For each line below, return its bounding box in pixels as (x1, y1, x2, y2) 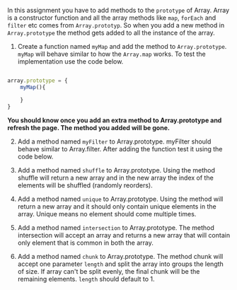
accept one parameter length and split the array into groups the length (17, 260, 224, 268)
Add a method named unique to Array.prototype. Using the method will (17, 195, 224, 203)
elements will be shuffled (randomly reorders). (17, 180, 154, 190)
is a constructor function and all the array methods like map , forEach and (7, 13, 216, 22)
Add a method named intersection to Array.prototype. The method (17, 223, 214, 232)
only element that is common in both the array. (17, 238, 154, 247)
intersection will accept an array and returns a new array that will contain (17, 231, 231, 239)
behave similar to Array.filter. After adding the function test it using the (17, 144, 223, 153)
